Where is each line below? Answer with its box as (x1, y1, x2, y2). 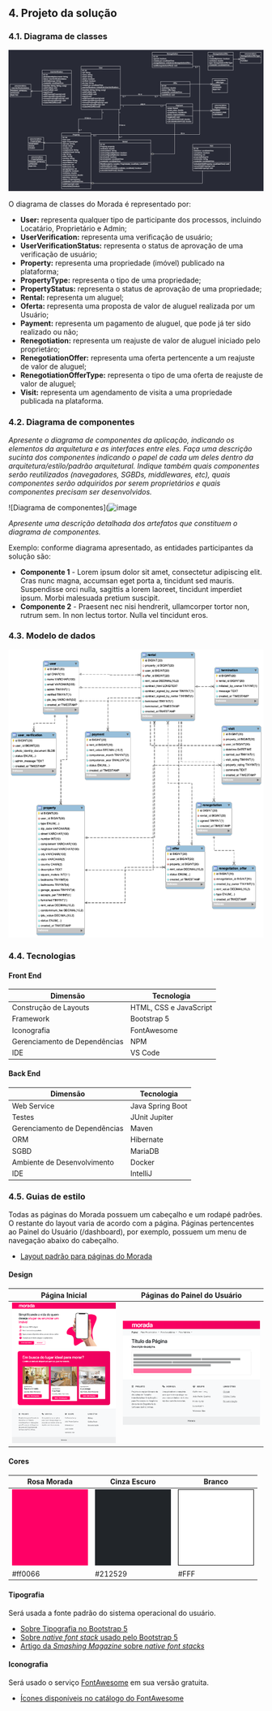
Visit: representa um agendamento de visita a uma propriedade (19, 387, 232, 397)
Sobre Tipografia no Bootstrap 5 (19, 1623, 128, 1633)
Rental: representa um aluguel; (19, 292, 124, 303)
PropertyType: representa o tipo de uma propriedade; (19, 275, 202, 285)
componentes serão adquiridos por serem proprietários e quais (8, 478, 221, 488)
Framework (11, 1014, 50, 1024)
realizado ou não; (19, 327, 79, 337)
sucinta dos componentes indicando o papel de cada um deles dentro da (8, 452, 253, 462)
